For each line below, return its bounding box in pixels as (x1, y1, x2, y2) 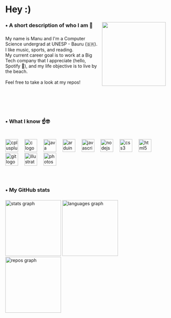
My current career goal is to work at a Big (5, 52, 93, 58)
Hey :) (5, 4, 32, 15)
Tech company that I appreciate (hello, (5, 58, 87, 64)
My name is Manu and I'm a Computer (5, 36, 85, 42)
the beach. (5, 68, 28, 75)
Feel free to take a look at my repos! (5, 79, 81, 85)
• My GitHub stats (5, 186, 50, 193)
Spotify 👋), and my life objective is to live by (5, 63, 97, 69)
